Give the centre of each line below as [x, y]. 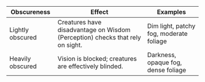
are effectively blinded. [90, 66]
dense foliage [167, 70]
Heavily [20, 59]
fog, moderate [167, 34]
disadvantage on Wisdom [94, 30]
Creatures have [80, 22]
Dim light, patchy [171, 26]
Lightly [19, 30]
